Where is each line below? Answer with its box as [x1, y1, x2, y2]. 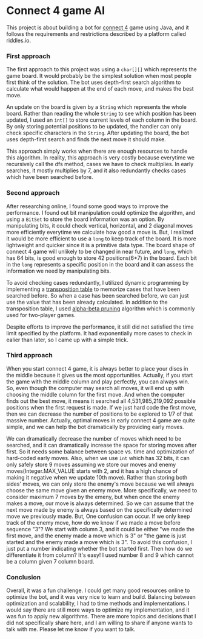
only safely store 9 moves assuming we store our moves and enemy [6, 461, 176, 468]
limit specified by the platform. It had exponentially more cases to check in [6, 329, 192, 337]
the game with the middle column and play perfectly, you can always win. [6, 378, 190, 385]
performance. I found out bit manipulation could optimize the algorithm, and [6, 209, 196, 216]
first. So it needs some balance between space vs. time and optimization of [6, 448, 195, 455]
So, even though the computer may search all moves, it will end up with [6, 384, 185, 391]
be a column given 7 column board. [6, 557, 95, 565]
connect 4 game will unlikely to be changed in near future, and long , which [6, 248, 193, 255]
